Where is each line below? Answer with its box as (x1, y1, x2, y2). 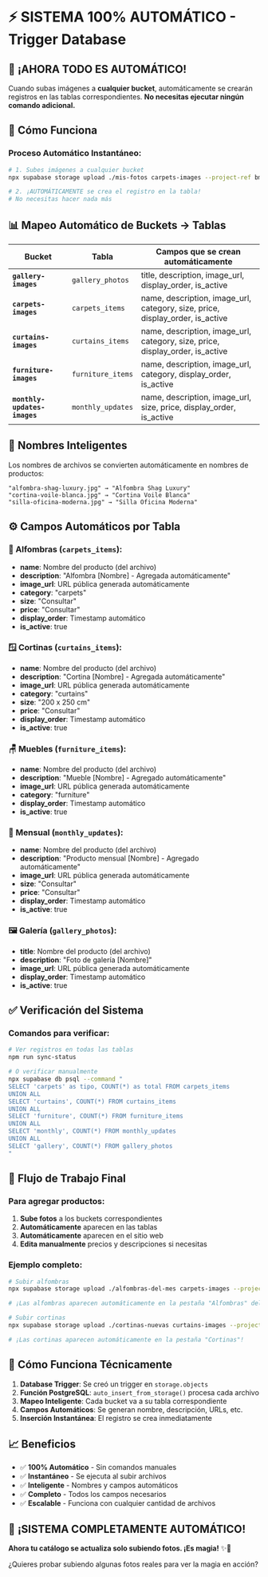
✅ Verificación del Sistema (8, 1004, 144, 1017)
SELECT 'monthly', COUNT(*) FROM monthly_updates (8, 1127, 177, 1135)
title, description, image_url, (140, 270, 245, 280)
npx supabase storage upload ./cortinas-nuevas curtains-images (8, 1322, 227, 1330)
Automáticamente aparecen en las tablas (19, 1222, 158, 1232)
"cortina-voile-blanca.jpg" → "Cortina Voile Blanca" (8, 491, 191, 499)
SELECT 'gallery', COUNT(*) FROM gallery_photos (8, 1142, 173, 1150)
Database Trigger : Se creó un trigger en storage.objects (19, 1379, 209, 1389)
